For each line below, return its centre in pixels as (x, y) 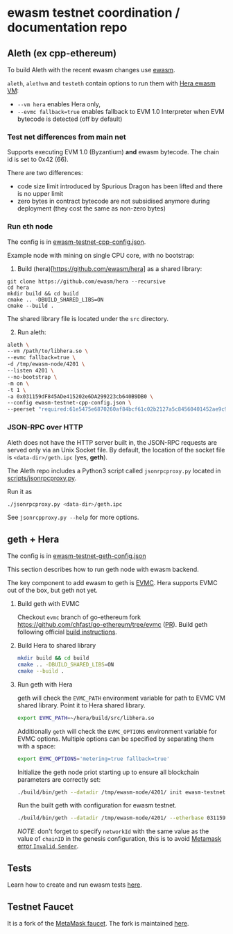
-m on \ (18, 384)
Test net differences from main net (67, 137)
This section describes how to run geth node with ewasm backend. (103, 570)
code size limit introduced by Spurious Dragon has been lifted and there (120, 186)
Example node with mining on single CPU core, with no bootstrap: (101, 255)
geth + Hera (33, 539)
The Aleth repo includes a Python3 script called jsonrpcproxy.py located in (114, 470)
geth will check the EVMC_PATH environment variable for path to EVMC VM (121, 698)
